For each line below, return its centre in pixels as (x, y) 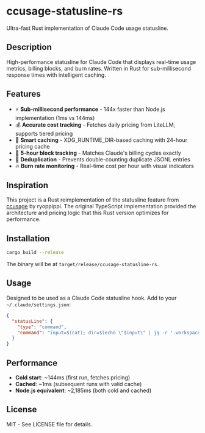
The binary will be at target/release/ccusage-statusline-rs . (83, 264)
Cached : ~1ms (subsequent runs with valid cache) (78, 384)
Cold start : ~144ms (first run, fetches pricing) (73, 377)
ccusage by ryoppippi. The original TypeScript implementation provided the (101, 206)
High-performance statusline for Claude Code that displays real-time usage (101, 62)
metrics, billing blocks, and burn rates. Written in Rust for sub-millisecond (99, 68)
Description (29, 47)
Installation (28, 238)
